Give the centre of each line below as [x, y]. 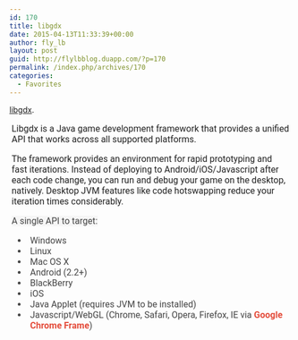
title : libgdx [36, 26]
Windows [48, 240]
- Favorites [40, 84]
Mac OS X [50, 262]
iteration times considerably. [68, 201]
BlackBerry [51, 283]
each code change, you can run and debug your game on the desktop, [149, 180]
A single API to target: [55, 221]
